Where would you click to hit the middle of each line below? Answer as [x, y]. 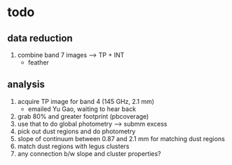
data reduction [40, 38]
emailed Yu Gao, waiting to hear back [82, 109]
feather [38, 62]
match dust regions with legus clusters [73, 146]
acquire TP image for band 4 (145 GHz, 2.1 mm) [86, 101]
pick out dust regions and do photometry [76, 131]
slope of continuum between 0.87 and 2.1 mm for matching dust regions [121, 138]
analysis [26, 85]
